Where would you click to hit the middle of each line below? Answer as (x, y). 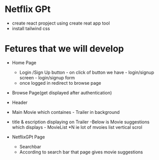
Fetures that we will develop (64, 49)
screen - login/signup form (47, 77)
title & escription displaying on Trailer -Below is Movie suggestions (81, 122)
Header (20, 102)
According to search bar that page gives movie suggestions (81, 152)
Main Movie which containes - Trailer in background (66, 112)
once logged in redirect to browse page (60, 83)
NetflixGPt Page (28, 137)
